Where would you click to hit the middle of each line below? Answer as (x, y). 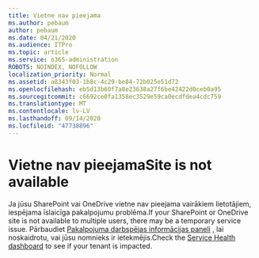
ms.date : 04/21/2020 (42, 38)
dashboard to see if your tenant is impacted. (80, 245)
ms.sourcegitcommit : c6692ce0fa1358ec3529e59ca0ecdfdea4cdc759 (115, 97)
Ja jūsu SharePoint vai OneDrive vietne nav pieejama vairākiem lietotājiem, (130, 203)
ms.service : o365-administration (63, 60)
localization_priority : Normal (60, 74)
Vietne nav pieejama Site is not (110, 165)
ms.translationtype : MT (48, 104)
